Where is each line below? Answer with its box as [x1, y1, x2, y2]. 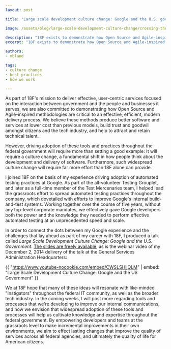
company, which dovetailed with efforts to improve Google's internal [5, 196, 149, 202]
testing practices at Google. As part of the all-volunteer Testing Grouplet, [5, 180, 158, 186]
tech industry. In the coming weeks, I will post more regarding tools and [5, 296, 155, 302]
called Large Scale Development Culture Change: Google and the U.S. [5, 238, 153, 244]
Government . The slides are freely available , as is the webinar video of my [5, 243, 161, 249]
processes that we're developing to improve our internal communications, [5, 301, 160, 307]
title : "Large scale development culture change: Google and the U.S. [5, 16, 158, 22]
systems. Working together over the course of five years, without [24, 201, 161, 207]
